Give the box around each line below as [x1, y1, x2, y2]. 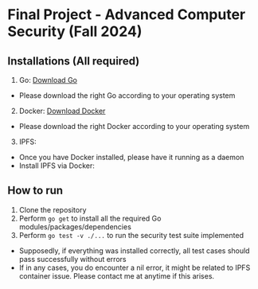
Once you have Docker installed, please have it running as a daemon [18, 153, 244, 162]
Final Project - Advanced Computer [7, 6, 246, 24]
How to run [7, 184, 64, 197]
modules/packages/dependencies [18, 221, 132, 232]
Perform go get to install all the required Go [18, 213, 162, 223]
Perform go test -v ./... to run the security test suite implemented [18, 230, 244, 240]
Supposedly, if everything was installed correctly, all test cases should [18, 245, 250, 256]
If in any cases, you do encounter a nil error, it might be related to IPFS [18, 263, 251, 272]
